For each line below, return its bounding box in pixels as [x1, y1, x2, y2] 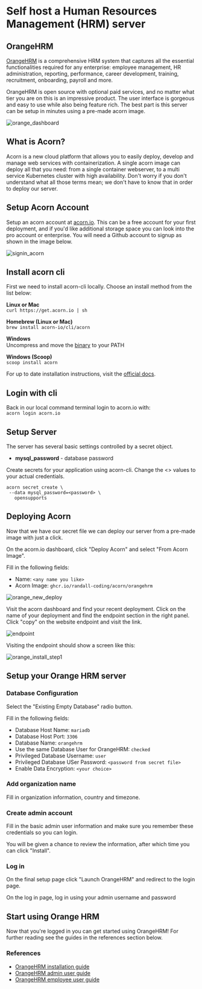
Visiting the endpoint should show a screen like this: [6, 641, 136, 648]
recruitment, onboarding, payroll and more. [6, 77, 113, 83]
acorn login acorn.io [6, 410, 61, 417]
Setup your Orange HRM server [6, 671, 127, 681]
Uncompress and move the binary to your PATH [6, 342, 125, 349]
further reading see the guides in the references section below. [6, 934, 163, 941]
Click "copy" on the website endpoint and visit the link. [6, 618, 142, 625]
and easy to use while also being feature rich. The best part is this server [6, 101, 188, 108]
